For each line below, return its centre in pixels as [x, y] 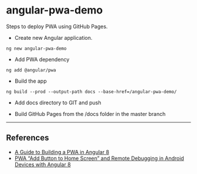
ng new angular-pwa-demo [36, 48]
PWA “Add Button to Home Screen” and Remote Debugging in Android [99, 158]
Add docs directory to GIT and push [58, 103]
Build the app [30, 81]
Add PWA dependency [42, 59]
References [28, 138]
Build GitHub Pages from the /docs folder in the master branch [90, 114]
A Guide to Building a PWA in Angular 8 [62, 152]
